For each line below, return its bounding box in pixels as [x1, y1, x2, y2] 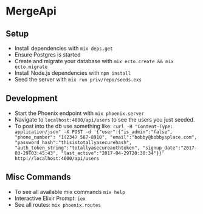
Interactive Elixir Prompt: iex [14, 195, 86, 202]
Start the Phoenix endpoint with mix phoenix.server [14, 109, 144, 117]
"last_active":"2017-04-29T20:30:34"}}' [61, 150, 165, 156]
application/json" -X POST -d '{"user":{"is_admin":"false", [14, 129, 173, 135]
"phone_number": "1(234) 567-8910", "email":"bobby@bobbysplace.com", [14, 134, 198, 140]
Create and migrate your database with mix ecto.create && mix [14, 58, 174, 64]
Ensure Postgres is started [14, 51, 81, 58]
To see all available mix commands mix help [14, 188, 125, 195]
